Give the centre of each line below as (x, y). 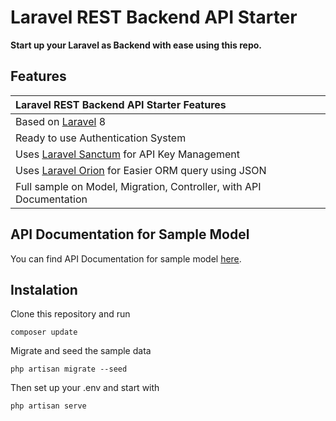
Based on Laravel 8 (61, 121)
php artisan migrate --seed (69, 369)
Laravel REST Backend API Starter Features (121, 104)
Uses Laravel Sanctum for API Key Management (127, 154)
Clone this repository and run (70, 314)
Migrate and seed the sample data (81, 351)
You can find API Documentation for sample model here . (126, 258)
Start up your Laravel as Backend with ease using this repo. (136, 45)
